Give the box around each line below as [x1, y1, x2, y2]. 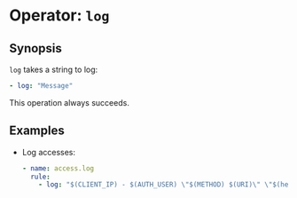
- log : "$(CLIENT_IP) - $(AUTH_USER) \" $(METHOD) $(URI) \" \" [38, 180, 273, 189]
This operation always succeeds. [9, 97, 130, 107]
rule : [30, 172, 51, 181]
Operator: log [9, 5, 110, 26]
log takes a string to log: [9, 64, 98, 75]
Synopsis [9, 41, 62, 56]
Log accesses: [21, 147, 76, 157]
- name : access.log [21, 163, 95, 173]
